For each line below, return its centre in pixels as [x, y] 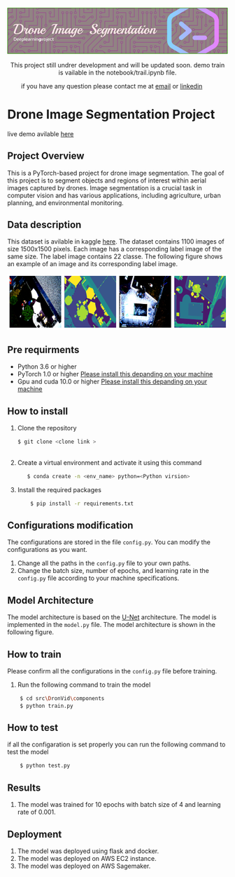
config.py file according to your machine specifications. [98, 578]
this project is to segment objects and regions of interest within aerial [107, 180]
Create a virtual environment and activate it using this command [109, 462]
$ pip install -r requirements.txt [82, 503]
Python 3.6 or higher [47, 367]
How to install [38, 411]
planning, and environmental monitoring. [65, 203]
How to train [34, 654]
